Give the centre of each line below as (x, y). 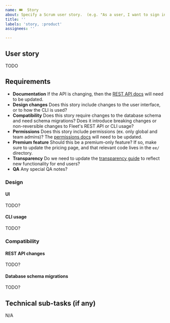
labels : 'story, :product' (34, 24)
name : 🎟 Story (22, 10)
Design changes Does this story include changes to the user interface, (87, 105)
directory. (23, 153)
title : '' (16, 19)
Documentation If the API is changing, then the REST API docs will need (88, 94)
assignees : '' (20, 29)
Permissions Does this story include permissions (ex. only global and (85, 131)
